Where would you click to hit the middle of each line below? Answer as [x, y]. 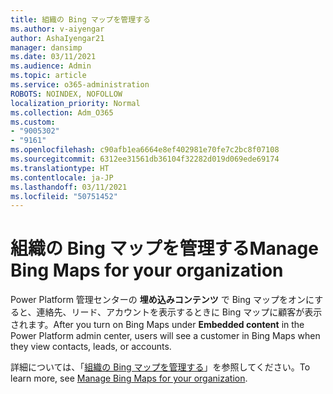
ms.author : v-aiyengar [57, 29]
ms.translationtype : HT [60, 168]
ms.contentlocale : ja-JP [62, 177]
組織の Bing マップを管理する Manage [164, 248]
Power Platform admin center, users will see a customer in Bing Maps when [165, 336]
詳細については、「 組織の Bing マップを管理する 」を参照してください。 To [160, 367]
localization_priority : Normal [75, 103]
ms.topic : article [48, 76]
